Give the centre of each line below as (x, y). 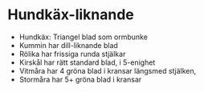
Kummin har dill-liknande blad (68, 45)
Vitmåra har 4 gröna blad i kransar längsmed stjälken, (108, 70)
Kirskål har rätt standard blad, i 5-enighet (87, 62)
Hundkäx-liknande (71, 15)
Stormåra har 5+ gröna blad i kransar (80, 79)
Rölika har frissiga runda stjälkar (72, 54)
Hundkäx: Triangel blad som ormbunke (83, 37)
